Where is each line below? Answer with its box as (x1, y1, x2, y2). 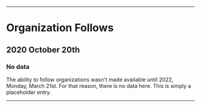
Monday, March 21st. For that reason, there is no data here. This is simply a (6, 82, 191, 89)
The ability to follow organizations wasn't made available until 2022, (6, 75, 173, 83)
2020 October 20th (6, 45, 80, 55)
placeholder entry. (6, 89, 51, 96)
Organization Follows (6, 21, 114, 34)
